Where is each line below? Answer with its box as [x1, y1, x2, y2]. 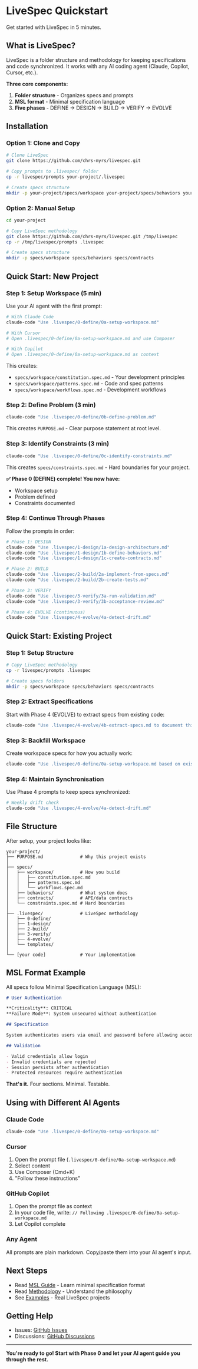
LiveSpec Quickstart [6, 4, 108, 18]
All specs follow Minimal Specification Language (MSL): [6, 983, 141, 991]
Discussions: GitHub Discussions [14, 1333, 95, 1340]
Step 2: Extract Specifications [6, 697, 94, 705]
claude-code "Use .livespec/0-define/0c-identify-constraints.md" [6, 453, 173, 459]
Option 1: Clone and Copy [6, 139, 81, 147]
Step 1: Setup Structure [6, 648, 74, 657]
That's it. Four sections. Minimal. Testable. [6, 1080, 110, 1088]
